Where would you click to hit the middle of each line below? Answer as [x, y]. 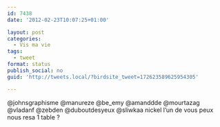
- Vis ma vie [32, 45]
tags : [15, 51]
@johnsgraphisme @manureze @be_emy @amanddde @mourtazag [103, 102]
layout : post [26, 32]
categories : [24, 38]
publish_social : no [35, 70]
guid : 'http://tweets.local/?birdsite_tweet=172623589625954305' [103, 77]
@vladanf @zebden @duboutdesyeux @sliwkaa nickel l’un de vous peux [110, 110]
